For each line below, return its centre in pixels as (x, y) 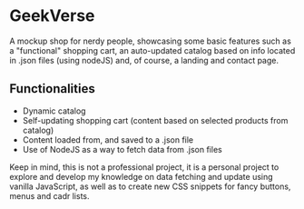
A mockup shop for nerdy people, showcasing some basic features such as (151, 41)
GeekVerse (52, 16)
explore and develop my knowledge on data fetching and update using (142, 176)
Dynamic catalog (54, 111)
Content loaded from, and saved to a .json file (108, 139)
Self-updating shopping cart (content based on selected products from (155, 120)
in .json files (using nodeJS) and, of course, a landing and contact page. (144, 60)
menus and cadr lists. (49, 195)
